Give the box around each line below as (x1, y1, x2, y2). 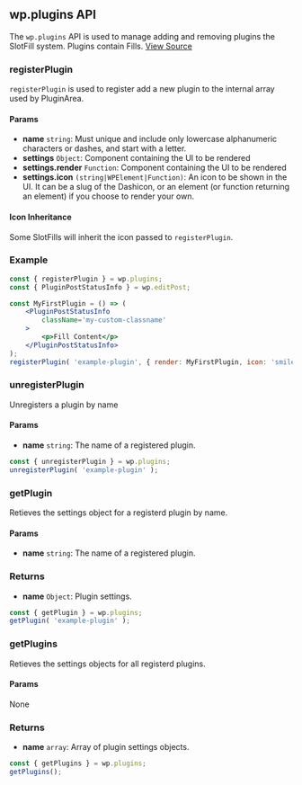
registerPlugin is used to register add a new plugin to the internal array (9, 84, 276, 94)
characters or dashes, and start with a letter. (22, 143, 187, 154)
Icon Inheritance (9, 211, 72, 222)
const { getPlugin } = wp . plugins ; (9, 608, 143, 617)
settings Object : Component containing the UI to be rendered (22, 153, 251, 164)
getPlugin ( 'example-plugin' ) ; (9, 616, 130, 626)
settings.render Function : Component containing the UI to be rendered (22, 162, 288, 174)
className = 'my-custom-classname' (41, 316, 167, 325)
